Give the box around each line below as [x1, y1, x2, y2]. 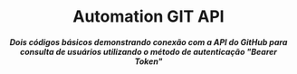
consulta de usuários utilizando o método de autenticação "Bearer [19, 46, 278, 57]
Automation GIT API [72, 6, 225, 27]
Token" [134, 56, 163, 67]
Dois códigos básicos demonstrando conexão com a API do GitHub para [9, 36, 288, 47]
